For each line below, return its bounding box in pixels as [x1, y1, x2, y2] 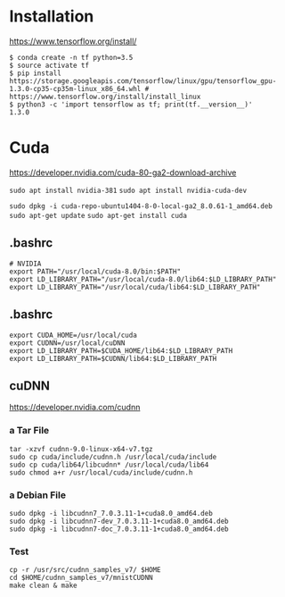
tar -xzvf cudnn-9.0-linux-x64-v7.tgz [9, 444, 153, 453]
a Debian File [9, 489, 67, 501]
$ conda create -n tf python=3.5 [9, 53, 134, 62]
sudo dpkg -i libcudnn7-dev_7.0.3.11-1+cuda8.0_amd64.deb [9, 517, 229, 526]
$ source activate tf [9, 61, 90, 70]
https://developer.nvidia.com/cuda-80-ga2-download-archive [9, 167, 237, 178]
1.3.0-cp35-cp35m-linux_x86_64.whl [9, 84, 142, 93]
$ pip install [9, 69, 62, 78]
